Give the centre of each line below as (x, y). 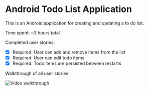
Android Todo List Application (68, 9)
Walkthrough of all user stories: (38, 73)
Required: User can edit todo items (48, 58)
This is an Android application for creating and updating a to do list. (75, 23)
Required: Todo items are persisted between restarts (67, 63)
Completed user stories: (30, 42)
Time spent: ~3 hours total (33, 32)
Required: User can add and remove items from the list (69, 52)
